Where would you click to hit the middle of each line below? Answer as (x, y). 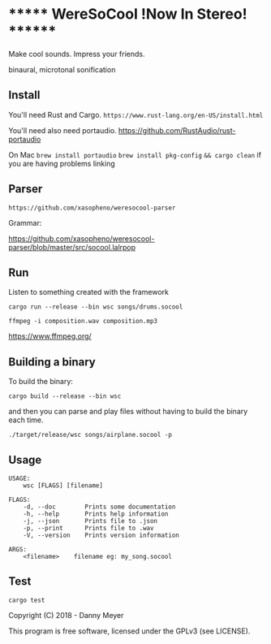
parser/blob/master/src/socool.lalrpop (72, 247)
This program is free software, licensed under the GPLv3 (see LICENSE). (129, 631)
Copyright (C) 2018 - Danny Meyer (66, 615)
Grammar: (25, 223)
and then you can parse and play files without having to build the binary (128, 412)
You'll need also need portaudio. (62, 130)
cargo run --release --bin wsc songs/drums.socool (96, 307)
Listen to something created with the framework (88, 292)
